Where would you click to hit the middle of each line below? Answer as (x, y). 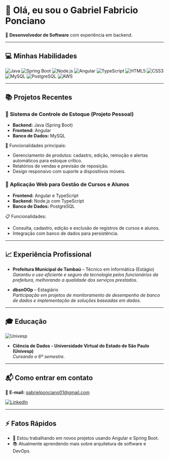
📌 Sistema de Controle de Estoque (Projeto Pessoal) (70, 114)
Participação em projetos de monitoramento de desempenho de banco (86, 295)
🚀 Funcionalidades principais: (36, 146)
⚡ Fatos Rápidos (31, 423)
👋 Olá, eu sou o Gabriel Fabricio (72, 10)
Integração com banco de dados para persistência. (65, 233)
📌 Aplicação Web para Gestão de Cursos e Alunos (67, 184)
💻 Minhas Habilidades (41, 56)
